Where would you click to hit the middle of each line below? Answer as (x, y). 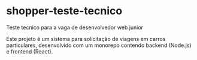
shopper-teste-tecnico (64, 11)
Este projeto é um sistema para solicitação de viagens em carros (86, 39)
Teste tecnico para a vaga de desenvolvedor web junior (75, 27)
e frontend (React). (30, 51)
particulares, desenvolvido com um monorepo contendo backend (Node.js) (99, 45)
